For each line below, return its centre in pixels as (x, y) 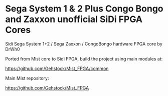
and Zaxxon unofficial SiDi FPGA (74, 19)
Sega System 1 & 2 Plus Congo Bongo (84, 9)
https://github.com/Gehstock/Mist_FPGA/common (57, 68)
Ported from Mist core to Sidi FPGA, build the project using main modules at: (84, 58)
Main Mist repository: (27, 78)
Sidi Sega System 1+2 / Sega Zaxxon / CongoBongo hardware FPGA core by (84, 43)
